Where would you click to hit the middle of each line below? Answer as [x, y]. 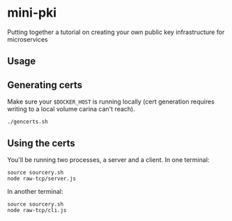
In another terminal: [36, 191]
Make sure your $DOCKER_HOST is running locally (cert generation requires [111, 101]
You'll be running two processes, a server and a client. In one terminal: [108, 159]
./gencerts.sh [28, 122]
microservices [28, 39]
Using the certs [41, 143]
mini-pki [32, 13]
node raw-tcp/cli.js [37, 210]
